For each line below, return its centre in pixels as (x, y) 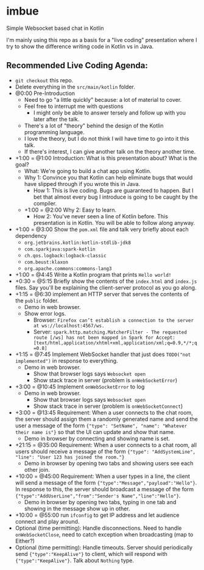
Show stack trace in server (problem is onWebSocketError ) (105, 380)
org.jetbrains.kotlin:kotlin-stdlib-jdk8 (77, 243)
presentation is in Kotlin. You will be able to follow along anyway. (114, 223)
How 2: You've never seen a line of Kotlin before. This (101, 216)
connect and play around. (47, 521)
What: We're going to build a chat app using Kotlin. (88, 171)
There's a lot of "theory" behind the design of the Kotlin (94, 126)
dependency (31, 235)
